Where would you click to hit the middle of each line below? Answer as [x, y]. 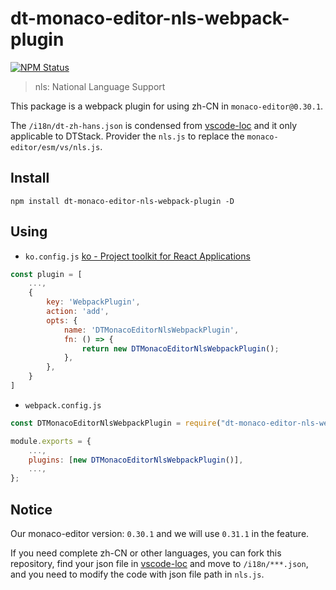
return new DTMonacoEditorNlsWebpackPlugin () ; [180, 348]
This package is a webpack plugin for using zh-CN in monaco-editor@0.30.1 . [167, 106]
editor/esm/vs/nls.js [55, 147]
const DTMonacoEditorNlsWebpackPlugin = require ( [116, 423]
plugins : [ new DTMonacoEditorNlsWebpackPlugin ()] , [136, 460]
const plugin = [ [46, 274]
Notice [31, 509]
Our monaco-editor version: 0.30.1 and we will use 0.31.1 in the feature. [160, 533]
